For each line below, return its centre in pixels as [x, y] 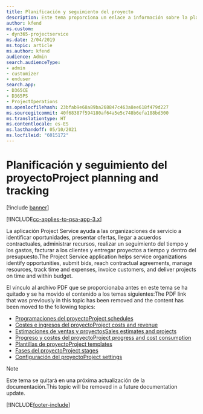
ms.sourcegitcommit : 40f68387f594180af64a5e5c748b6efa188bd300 [88, 113]
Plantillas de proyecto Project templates [64, 344]
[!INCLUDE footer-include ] [38, 404]
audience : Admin [27, 57]
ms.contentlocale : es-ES [37, 124]
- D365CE [17, 91]
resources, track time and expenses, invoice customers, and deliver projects [101, 269]
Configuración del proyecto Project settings [69, 357]
